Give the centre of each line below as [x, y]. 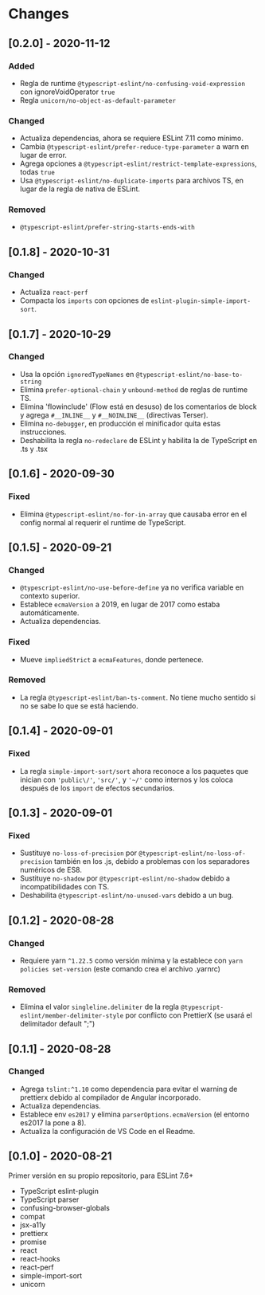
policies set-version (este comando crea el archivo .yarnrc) [120, 968]
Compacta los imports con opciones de [84, 300]
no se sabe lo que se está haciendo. [79, 705]
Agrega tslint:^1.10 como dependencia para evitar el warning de [129, 1089]
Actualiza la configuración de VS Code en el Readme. [107, 1131]
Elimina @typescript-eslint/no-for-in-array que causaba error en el [133, 514]
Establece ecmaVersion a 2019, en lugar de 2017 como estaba [120, 604]
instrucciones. [43, 432]
